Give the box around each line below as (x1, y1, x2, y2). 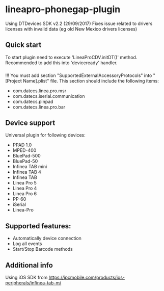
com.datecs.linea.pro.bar (12, 103, 66, 110)
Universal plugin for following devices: (5, 132, 86, 138)
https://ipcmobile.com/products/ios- (48, 274, 125, 281)
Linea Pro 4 (12, 185, 37, 192)
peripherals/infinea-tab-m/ (5, 280, 62, 286)
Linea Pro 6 (12, 191, 37, 197)
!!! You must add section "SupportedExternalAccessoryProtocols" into (5, 72, 152, 78)
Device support (5, 119, 56, 127)
